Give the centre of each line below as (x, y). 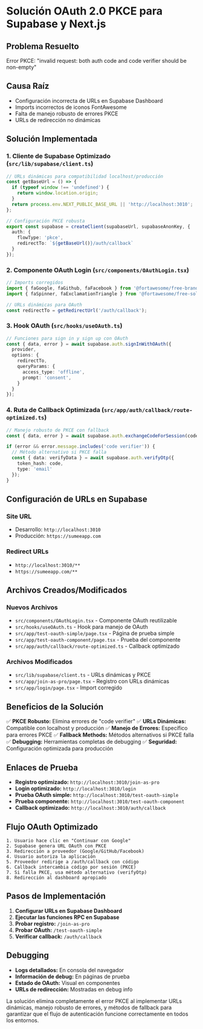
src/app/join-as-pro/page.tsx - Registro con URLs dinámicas (92, 682)
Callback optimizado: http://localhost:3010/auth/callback (90, 808)
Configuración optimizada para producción (60, 749)
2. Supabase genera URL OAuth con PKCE (56, 846)
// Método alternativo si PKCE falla (59, 452)
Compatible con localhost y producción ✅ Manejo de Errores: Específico (97, 728)
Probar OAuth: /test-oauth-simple (59, 930)
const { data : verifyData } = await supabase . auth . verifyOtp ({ (93, 458)
